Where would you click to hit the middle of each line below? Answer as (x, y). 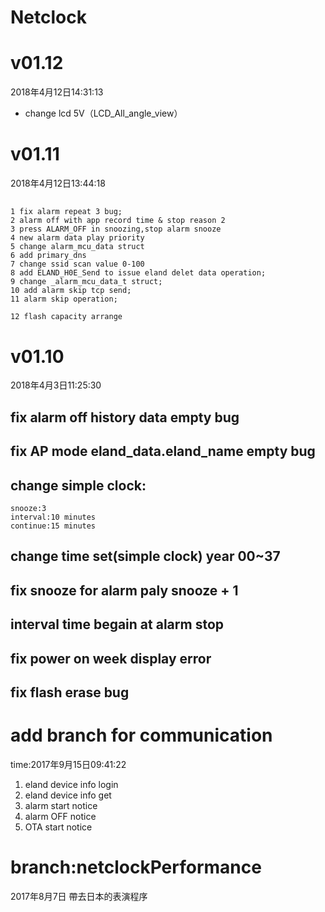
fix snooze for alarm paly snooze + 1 (124, 590)
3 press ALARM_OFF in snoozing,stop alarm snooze (116, 229)
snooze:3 (28, 508)
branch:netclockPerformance (136, 867)
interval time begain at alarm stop (117, 624)
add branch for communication (141, 735)
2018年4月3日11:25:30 (56, 385)
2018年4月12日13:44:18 (58, 183)
